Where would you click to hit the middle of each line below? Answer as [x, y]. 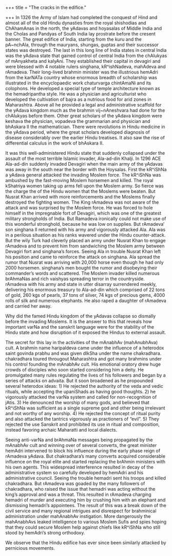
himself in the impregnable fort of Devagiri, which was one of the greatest [83, 213]
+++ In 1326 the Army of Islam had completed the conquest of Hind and [81, 17]
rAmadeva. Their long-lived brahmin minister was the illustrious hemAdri [82, 72]
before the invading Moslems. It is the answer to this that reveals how [79, 321]
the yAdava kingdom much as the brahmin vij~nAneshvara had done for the [85, 110]
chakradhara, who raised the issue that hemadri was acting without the [80, 489]
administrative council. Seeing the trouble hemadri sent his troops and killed [85, 478]
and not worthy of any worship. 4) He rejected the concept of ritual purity [83, 413]
